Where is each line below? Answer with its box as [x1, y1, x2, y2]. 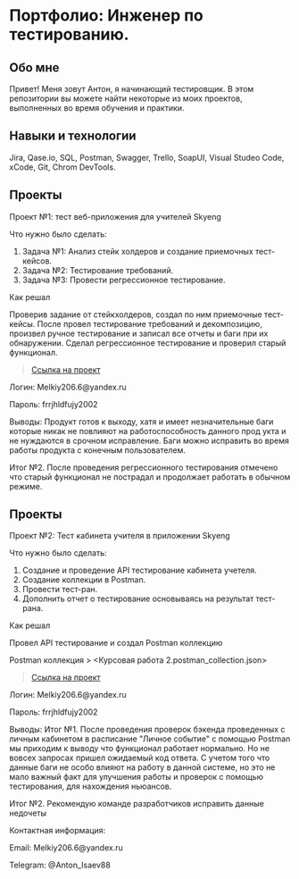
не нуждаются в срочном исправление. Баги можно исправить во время [9, 435, 290, 446]
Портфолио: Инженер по [9, 5, 203, 26]
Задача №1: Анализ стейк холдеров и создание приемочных [21, 246, 254, 256]
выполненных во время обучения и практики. [9, 103, 185, 113]
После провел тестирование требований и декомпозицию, [37, 318, 263, 329]
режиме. [9, 481, 43, 491]
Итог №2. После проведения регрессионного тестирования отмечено [9, 462, 278, 473]
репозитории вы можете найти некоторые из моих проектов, [9, 93, 243, 104]
